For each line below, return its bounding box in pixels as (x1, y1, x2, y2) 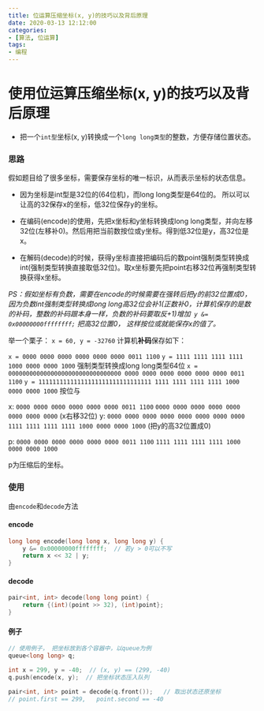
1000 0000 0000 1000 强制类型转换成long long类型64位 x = (8, 361, 199, 371)
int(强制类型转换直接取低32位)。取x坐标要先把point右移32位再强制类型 (19, 263, 250, 272)
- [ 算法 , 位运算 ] (8, 33, 59, 42)
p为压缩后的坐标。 (8, 460, 69, 470)
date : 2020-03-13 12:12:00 (8, 19, 97, 27)
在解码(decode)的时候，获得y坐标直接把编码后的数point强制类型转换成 (19, 253, 250, 263)
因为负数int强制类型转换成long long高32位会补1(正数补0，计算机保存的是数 (8, 299, 251, 309)
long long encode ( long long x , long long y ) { (8, 537, 164, 545)
